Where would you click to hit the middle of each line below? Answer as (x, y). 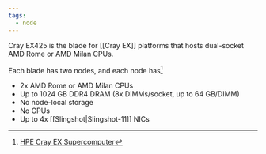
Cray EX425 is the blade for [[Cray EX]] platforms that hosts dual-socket (126, 45)
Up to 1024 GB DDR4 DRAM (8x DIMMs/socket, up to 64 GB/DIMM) (129, 94)
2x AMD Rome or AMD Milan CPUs (76, 86)
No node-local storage (56, 103)
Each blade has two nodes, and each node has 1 (86, 69)
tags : (17, 15)
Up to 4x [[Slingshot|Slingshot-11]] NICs (85, 119)
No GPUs (34, 111)
